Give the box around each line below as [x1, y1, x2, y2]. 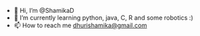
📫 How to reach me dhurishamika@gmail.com [13, 21, 147, 29]
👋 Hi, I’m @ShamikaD [13, 7, 74, 14]
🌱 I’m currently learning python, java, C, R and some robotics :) [13, 14, 194, 22]
